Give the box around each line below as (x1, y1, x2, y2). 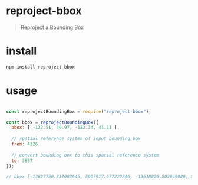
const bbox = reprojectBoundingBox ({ (6, 119, 99, 125)
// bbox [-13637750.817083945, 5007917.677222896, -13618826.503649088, (6, 174, 189, 180)
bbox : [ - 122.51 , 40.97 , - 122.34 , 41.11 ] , (11, 125, 120, 131)
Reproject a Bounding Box (20, 24, 84, 31)
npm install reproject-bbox (6, 64, 75, 70)
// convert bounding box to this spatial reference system (11, 152, 160, 158)
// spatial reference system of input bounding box (11, 136, 141, 142)
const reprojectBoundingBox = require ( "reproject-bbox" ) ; (6, 108, 151, 115)
